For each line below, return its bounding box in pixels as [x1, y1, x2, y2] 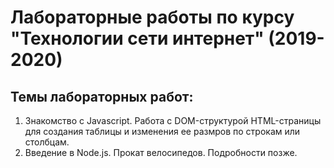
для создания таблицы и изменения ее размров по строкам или [24, 126, 301, 137]
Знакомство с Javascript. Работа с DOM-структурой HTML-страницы [24, 115, 322, 126]
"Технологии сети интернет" [10, 27, 265, 50]
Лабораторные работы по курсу [10, 6, 295, 29]
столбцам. [24, 136, 70, 148]
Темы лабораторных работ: [10, 88, 194, 105]
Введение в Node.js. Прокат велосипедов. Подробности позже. [24, 147, 298, 158]
